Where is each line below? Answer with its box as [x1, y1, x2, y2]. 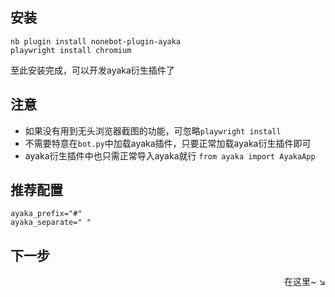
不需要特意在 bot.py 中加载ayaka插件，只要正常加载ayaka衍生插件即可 [24, 137, 312, 149]
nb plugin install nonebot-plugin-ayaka [10, 36, 182, 47]
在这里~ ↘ [283, 276, 326, 288]
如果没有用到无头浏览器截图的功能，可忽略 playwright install [24, 124, 282, 137]
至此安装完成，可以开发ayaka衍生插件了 [10, 64, 175, 76]
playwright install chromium [10, 45, 132, 55]
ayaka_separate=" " [10, 218, 92, 228]
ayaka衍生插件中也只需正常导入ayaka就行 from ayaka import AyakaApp [24, 149, 316, 162]
